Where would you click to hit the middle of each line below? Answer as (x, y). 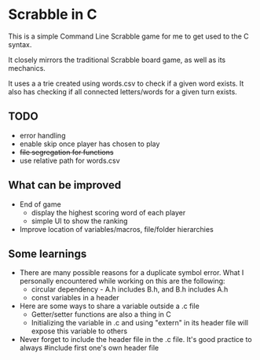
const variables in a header (75, 298)
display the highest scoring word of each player (108, 212)
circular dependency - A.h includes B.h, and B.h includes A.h (130, 289)
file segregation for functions (66, 152)
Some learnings (48, 253)
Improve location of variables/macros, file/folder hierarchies (116, 229)
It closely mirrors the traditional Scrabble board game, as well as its (117, 60)
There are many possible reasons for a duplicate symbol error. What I (132, 273)
